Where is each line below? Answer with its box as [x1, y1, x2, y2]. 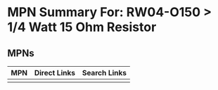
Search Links [82, 68, 127, 77]
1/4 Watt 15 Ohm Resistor [7, 19, 157, 35]
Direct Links [34, 68, 76, 77]
